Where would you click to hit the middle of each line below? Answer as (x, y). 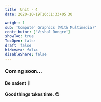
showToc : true (19, 36)
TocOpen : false (20, 41)
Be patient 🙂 (17, 83)
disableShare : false (26, 54)
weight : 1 (15, 23)
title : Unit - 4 (21, 9)
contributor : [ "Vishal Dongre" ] (38, 32)
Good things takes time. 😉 (32, 94)
